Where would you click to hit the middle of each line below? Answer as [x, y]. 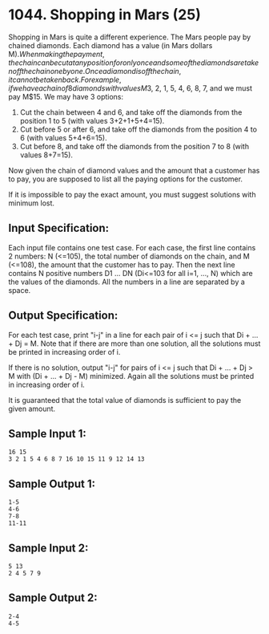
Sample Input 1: [47, 434]
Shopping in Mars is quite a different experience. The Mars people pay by [130, 37]
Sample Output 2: [53, 598]
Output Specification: [63, 316]
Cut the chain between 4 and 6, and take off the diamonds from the [131, 112]
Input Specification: [59, 228]
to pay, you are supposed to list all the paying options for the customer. [125, 179]
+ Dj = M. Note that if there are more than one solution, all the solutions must [134, 343]
